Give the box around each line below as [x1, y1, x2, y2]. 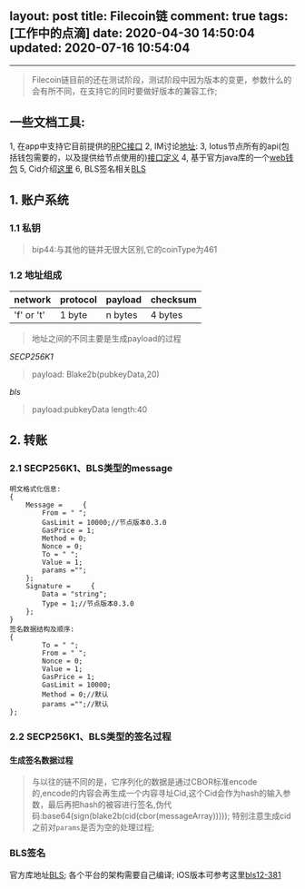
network [14, 293, 52, 306]
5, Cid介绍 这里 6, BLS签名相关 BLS [19, 163, 147, 174]
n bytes [105, 308, 138, 321]
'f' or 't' [14, 308, 45, 321]
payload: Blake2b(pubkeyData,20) [31, 369, 161, 380]
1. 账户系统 [9, 193, 70, 208]
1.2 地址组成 [9, 269, 63, 282]
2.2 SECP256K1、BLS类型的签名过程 [9, 730, 172, 743]
